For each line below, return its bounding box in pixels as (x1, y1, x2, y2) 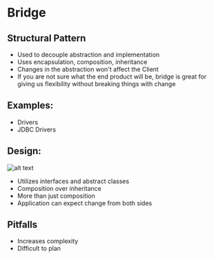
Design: (7, 145, 41, 157)
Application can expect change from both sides (17, 198, 153, 207)
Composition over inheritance (17, 184, 101, 192)
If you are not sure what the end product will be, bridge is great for (17, 72, 207, 81)
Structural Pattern (7, 32, 86, 44)
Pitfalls (7, 219, 38, 231)
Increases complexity (17, 237, 79, 245)
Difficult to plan (17, 245, 61, 253)
